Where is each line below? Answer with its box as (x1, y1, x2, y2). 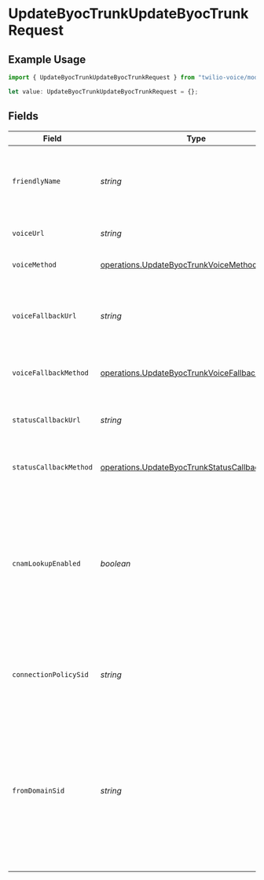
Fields (8, 109, 39, 123)
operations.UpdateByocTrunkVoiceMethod (100, 259, 258, 270)
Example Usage (8, 53, 86, 66)
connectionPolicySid (12, 670, 89, 679)
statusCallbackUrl (12, 415, 81, 425)
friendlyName (12, 176, 61, 186)
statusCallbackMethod (12, 462, 93, 472)
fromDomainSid (12, 786, 65, 795)
